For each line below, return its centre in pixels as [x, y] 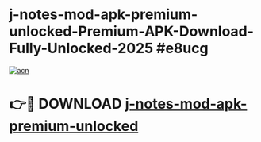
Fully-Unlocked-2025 [81, 48]
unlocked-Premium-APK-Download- [132, 31]
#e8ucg [182, 48]
